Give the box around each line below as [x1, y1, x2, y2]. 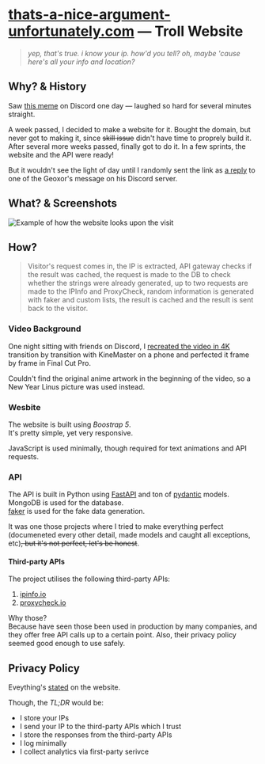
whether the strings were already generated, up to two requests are [27, 279, 249, 288]
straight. [8, 109, 36, 119]
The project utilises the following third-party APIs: [8, 574, 170, 583]
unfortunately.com [8, 22, 134, 40]
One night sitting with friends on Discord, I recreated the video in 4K [8, 341, 231, 351]
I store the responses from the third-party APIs [19, 730, 172, 739]
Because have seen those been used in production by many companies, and [8, 621, 258, 631]
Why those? [8, 614, 47, 623]
